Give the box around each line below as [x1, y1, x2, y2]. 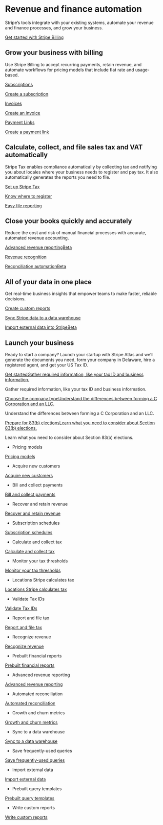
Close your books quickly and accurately [5, 217, 132, 225]
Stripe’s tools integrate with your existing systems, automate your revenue [5, 20, 154, 25]
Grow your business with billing [5, 49, 103, 57]
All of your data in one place [5, 278, 92, 286]
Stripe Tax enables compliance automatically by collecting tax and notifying [5, 164, 157, 170]
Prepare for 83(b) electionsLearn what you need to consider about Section [5, 420, 155, 426]
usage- [135, 67, 150, 73]
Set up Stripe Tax [5, 184, 40, 190]
